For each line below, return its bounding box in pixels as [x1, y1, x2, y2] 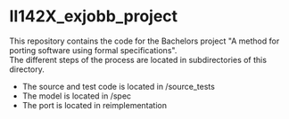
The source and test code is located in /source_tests [21, 81, 216, 91]
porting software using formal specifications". [9, 44, 178, 55]
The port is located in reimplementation [21, 99, 168, 110]
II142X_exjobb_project [9, 6, 178, 27]
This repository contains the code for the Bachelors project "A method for [9, 36, 280, 46]
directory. [9, 64, 45, 75]
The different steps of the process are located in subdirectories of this [9, 54, 268, 65]
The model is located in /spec [21, 91, 132, 101]
